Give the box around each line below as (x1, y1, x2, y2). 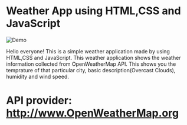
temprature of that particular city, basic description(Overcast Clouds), (6, 66, 176, 73)
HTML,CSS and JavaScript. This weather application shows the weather (6, 54, 181, 61)
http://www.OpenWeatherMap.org (6, 107, 179, 120)
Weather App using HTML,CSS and (6, 4, 181, 18)
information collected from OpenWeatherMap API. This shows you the (6, 60, 176, 68)
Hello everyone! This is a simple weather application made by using (6, 47, 170, 55)
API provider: (6, 94, 73, 107)
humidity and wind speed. (6, 73, 69, 80)
